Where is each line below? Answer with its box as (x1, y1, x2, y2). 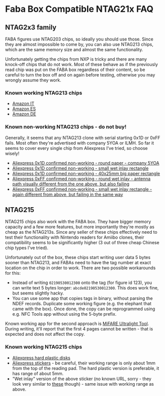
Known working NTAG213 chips (5, 89, 82, 96)
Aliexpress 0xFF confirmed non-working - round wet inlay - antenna (12, 176, 151, 181)
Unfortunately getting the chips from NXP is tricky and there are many (5, 56, 147, 62)
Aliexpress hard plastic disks (12, 355, 70, 360)
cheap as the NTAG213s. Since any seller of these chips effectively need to (5, 229, 158, 235)
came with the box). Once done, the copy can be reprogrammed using (12, 306, 155, 312)
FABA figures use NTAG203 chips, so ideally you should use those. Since (5, 36, 154, 42)
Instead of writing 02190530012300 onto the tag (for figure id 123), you (12, 280, 152, 286)
